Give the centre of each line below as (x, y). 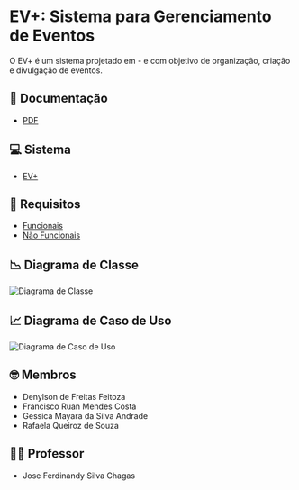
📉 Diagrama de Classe (74, 264)
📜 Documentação (59, 99)
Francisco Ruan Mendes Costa (79, 406)
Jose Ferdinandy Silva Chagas (79, 476)
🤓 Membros (43, 375)
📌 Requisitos (45, 204)
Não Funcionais (51, 235)
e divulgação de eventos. (56, 70)
